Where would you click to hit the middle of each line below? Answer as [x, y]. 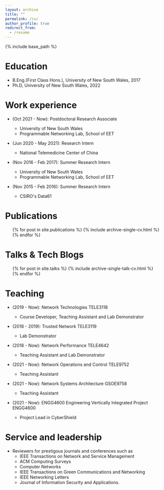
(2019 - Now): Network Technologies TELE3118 [60, 307]
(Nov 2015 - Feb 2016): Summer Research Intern [61, 186]
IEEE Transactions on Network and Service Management [77, 456]
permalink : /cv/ [22, 19]
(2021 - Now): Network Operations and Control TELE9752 [71, 364]
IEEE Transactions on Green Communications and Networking [82, 472]
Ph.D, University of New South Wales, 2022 [56, 85]
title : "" [15, 14]
